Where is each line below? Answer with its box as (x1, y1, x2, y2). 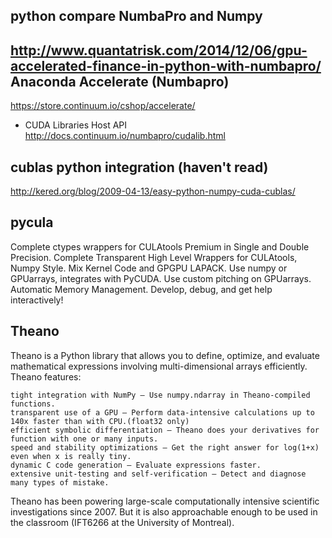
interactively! (10, 294, 64, 306)
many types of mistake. (10, 477, 110, 488)
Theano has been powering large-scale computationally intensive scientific (10, 495, 320, 507)
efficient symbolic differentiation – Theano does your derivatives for (10, 425, 320, 435)
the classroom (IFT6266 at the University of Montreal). (10, 516, 235, 528)
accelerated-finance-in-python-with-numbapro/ (10, 57, 322, 74)
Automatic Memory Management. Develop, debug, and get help (10, 283, 273, 295)
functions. (10, 399, 56, 409)
